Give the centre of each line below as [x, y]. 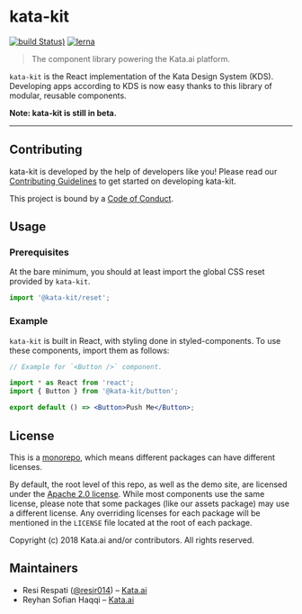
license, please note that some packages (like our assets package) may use [150, 503]
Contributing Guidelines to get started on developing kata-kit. [123, 181]
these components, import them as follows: [89, 350]
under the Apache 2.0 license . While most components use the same [137, 493]
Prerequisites [39, 252]
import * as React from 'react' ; [72, 383]
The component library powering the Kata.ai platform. [131, 59]
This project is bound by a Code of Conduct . [91, 198]
